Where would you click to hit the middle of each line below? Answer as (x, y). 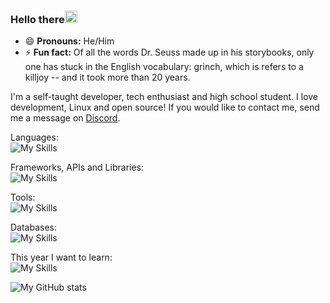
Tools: (23, 197)
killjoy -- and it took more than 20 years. (107, 77)
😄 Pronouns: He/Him (69, 41)
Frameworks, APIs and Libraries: (77, 167)
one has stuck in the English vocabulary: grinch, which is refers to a (164, 67)
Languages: (34, 137)
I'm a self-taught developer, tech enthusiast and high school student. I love (164, 97)
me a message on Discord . (65, 118)
